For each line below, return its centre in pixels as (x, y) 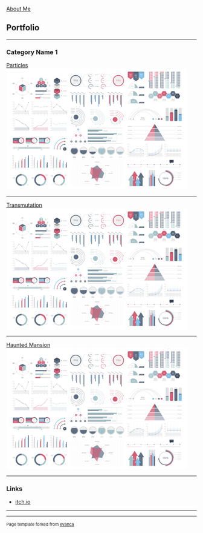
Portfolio (23, 28)
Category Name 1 (32, 52)
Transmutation (24, 205)
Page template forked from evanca (40, 525)
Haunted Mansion (28, 345)
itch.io (23, 502)
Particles (17, 65)
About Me (19, 9)
